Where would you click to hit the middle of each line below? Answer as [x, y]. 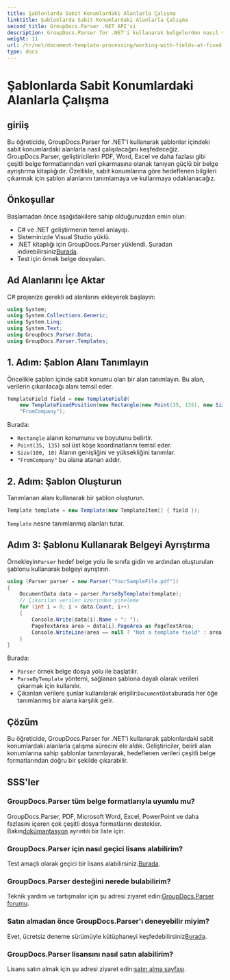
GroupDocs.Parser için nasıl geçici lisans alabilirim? [95, 848]
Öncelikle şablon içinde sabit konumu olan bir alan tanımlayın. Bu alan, [106, 379]
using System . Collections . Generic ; [58, 316]
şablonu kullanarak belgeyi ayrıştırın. [59, 569]
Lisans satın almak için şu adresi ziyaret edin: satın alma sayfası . [97, 969]
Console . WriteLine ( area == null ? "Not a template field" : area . [128, 632]
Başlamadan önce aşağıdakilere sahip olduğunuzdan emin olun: [97, 216]
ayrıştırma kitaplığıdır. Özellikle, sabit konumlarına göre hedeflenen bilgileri [112, 171]
